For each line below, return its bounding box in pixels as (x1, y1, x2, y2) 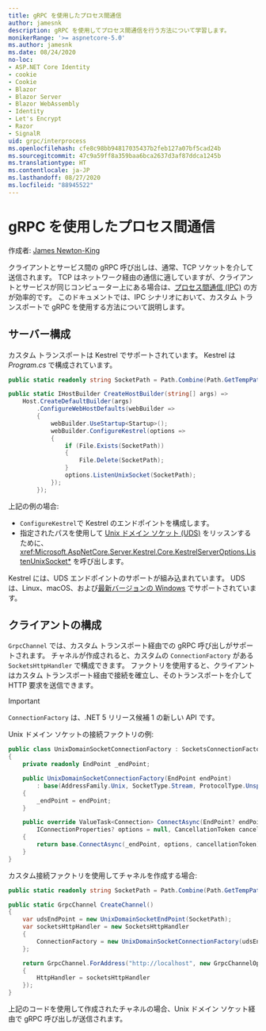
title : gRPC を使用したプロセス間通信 (8, 11, 122, 20)
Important (8, 696, 40, 706)
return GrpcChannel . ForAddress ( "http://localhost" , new (22, 959, 211, 968)
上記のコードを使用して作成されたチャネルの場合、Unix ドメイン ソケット (8, 1004, 249, 1014)
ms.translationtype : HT (8, 159, 87, 167)
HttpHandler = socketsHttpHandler (36, 974, 150, 982)
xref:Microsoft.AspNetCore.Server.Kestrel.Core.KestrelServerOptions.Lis (19, 546, 256, 556)
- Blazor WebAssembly (8, 100, 80, 108)
